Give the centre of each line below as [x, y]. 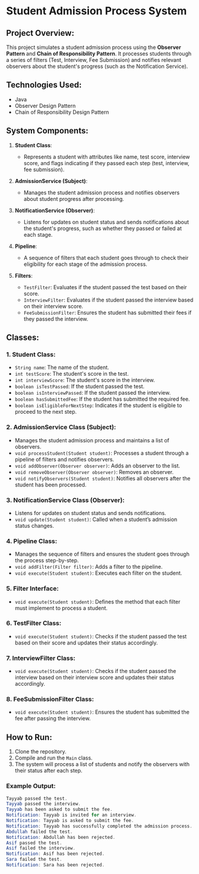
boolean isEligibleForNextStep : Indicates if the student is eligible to [98, 405]
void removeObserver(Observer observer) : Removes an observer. [94, 472]
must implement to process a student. [61, 608]
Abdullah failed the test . [40, 832]
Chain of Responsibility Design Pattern [62, 112]
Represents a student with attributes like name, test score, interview [107, 157]
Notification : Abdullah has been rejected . [61, 837]
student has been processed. [50, 485]
